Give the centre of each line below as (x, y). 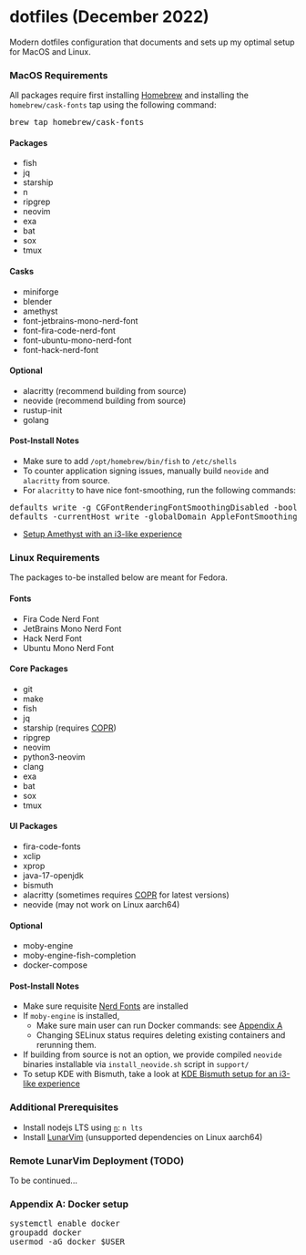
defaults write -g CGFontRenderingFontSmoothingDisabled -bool (153, 508)
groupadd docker (46, 1233)
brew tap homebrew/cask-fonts (77, 122)
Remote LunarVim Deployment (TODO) (97, 1160)
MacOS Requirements (59, 75)
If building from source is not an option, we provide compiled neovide (152, 1054)
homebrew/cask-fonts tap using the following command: (113, 105)
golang (36, 420)
